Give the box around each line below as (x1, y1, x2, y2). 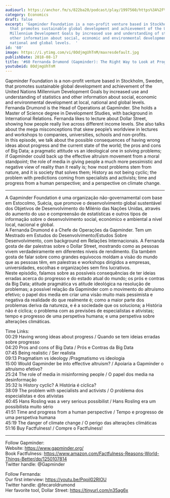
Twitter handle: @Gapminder (5, 462, 65, 468)
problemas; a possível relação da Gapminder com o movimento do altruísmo (5, 286, 164, 292)
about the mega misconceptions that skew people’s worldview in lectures (5, 126, 158, 132)
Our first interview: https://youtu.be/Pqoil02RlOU (5, 477, 107, 483)
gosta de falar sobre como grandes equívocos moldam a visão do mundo (5, 254, 158, 260)
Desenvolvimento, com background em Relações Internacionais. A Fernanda (5, 238, 164, 244)
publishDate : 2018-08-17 (5, 54, 58, 60)
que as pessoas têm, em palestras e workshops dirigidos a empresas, (5, 259, 151, 265)
